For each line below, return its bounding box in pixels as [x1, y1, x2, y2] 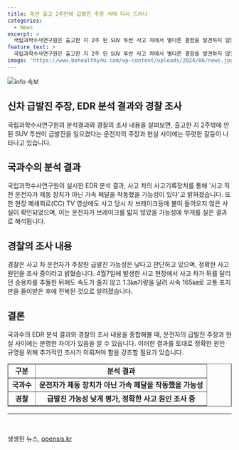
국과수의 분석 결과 [7, 161, 81, 173]
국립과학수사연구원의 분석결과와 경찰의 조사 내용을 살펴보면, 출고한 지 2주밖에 [7, 121, 222, 129]
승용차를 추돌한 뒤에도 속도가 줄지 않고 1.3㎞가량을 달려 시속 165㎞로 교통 [14, 278, 218, 287]
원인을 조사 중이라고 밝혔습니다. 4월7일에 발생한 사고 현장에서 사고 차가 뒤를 [7, 269, 218, 278]
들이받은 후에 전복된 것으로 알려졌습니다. [20, 287, 133, 296]
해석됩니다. [14, 217, 46, 225]
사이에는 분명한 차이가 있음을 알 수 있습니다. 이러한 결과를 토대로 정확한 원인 [14, 339, 225, 347]
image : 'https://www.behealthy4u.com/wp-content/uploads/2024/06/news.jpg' [7, 57, 237, 64]
